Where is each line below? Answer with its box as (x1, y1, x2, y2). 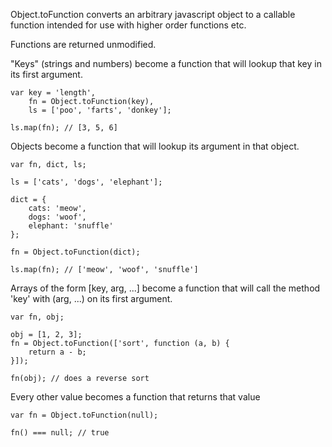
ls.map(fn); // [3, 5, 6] (10, 123, 118, 133)
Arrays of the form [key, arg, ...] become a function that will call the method (10, 282, 321, 294)
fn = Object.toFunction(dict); (10, 247, 141, 257)
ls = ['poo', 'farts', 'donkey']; (28, 105, 172, 115)
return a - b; (28, 347, 87, 357)
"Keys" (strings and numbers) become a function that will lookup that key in (10, 58, 322, 69)
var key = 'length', (10, 88, 97, 98)
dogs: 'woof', (28, 212, 87, 222)
